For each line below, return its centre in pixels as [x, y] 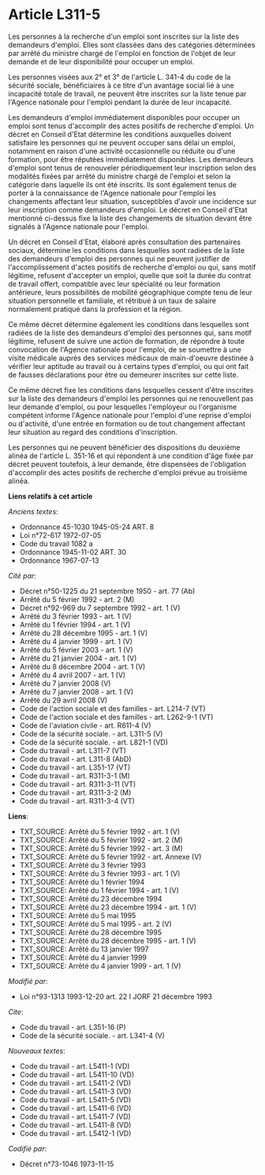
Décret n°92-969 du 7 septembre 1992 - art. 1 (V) [100, 608]
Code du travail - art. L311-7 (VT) [73, 750]
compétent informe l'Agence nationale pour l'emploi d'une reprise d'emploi [130, 415]
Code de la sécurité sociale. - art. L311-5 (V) [91, 733]
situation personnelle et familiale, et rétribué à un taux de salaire [112, 300]
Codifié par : [28, 1148]
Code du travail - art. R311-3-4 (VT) [77, 800]
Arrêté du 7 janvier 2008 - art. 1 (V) [77, 691]
